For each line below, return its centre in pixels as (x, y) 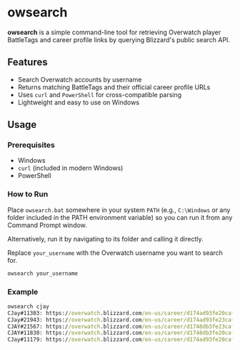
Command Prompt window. (47, 225)
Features (27, 62)
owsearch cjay (29, 306)
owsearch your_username (43, 273)
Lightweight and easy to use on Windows (79, 102)
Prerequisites (31, 145)
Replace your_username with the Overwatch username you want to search (115, 252)
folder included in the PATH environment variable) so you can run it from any (120, 217)
